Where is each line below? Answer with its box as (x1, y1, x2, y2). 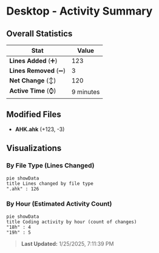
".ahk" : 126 (6, 186, 39, 192)
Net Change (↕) (9, 76, 56, 84)
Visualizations (6, 143, 62, 153)
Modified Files (6, 109, 62, 120)
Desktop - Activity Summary (6, 4, 153, 18)
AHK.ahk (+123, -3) (15, 126, 65, 133)
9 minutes (71, 87, 100, 96)
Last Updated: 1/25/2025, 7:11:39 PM (21, 240, 114, 247)
